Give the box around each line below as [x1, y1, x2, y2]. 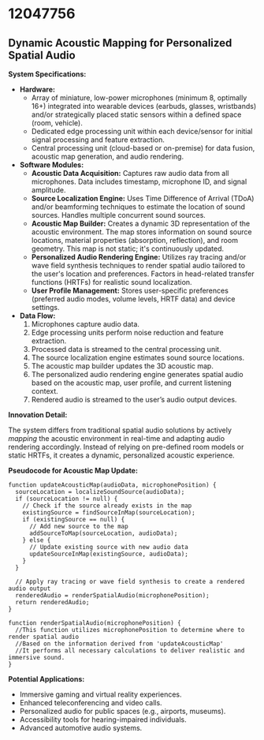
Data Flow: [19, 311, 56, 320]
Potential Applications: [8, 675, 85, 683]
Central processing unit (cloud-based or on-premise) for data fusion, [31, 144, 255, 152]
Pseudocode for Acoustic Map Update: [8, 466, 138, 475]
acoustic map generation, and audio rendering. [31, 151, 184, 161]
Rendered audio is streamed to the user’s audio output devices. [31, 395, 237, 404]
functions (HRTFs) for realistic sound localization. [31, 278, 192, 286]
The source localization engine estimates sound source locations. [31, 353, 245, 362]
